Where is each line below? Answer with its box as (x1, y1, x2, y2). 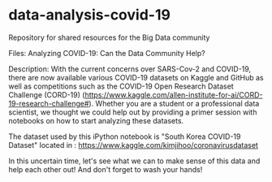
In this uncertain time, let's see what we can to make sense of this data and (8, 156, 261, 166)
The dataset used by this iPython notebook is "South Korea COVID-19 (8, 132, 241, 141)
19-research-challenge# (8, 98, 89, 108)
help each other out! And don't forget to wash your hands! (8, 164, 203, 174)
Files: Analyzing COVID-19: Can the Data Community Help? (8, 48, 205, 58)
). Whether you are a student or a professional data (89, 98, 260, 108)
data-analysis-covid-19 (8, 6, 171, 24)
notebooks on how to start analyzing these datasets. (8, 115, 184, 125)
